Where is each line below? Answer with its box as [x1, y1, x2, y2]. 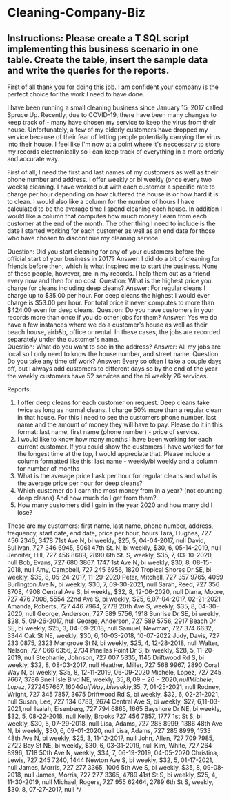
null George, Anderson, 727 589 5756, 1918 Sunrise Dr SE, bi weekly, [25, 610, 221, 617]
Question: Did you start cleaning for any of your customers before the [7, 247, 205, 256]
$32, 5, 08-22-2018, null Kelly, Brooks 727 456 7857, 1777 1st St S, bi [7, 712, 202, 720]
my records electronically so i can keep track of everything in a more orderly [7, 147, 225, 156]
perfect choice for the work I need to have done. [7, 90, 145, 98]
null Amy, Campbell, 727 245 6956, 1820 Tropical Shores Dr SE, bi [23, 566, 212, 573]
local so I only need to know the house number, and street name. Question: [7, 350, 221, 358]
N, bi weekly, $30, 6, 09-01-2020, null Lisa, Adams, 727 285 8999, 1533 [7, 727, 212, 735]
